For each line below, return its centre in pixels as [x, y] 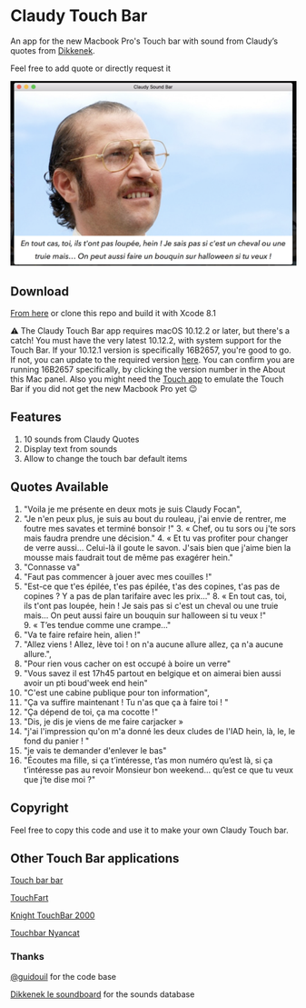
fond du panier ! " [56, 741]
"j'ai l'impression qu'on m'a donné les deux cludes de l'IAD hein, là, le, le [159, 731]
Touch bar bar [37, 880]
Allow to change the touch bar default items [105, 458]
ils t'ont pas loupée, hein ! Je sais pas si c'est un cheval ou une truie [151, 605]
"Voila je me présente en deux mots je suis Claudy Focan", [133, 509]
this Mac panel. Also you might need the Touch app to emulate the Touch [147, 379]
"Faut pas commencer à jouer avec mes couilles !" [118, 576]
